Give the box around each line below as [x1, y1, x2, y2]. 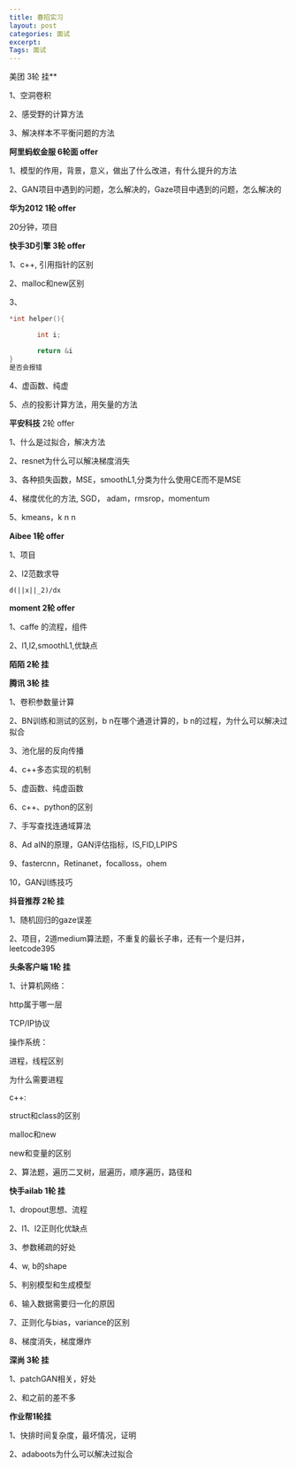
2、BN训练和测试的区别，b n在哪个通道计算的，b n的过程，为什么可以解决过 [9, 715, 288, 726]
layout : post [9, 21, 57, 30]
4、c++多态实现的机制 [9, 764, 91, 774]
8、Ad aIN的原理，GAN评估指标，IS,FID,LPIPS [9, 839, 178, 849]
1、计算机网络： [9, 979, 67, 991]
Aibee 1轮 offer [9, 530, 65, 541]
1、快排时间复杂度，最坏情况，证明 [9, 1430, 137, 1440]
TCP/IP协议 [9, 1018, 50, 1028]
